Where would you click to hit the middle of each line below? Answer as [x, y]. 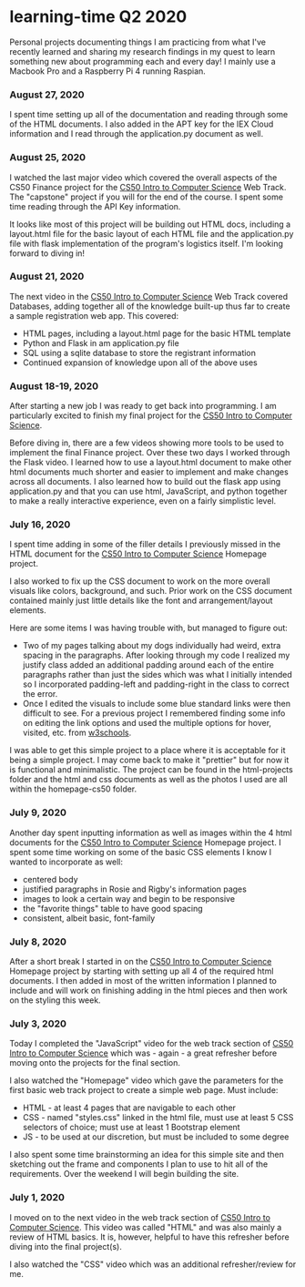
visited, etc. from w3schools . [77, 733]
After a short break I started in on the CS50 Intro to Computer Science [141, 962]
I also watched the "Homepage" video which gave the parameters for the [147, 1080]
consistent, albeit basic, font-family [89, 918]
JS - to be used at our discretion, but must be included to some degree [156, 1137]
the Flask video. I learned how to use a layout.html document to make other [151, 463]
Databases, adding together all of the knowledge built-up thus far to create [150, 306]
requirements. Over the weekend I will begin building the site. [124, 1174]
